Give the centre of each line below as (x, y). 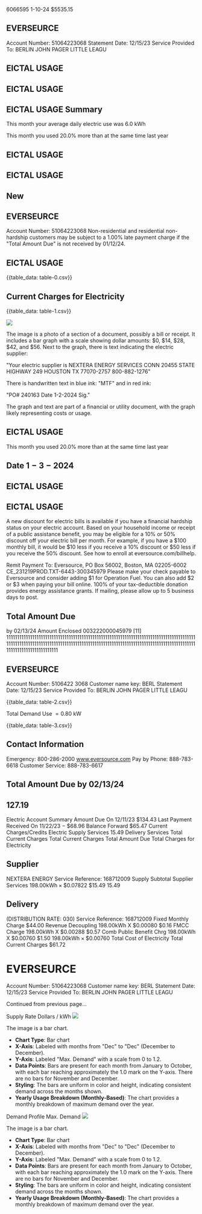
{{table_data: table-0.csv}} (39, 278)
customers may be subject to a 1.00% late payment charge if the (109, 237)
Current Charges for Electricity (65, 296)
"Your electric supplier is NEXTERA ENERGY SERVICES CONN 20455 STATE (101, 365)
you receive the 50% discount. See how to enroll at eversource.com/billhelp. (101, 553)
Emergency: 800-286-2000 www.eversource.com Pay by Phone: (87, 759)
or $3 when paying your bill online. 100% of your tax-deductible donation (97, 584)
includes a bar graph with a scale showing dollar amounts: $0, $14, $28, (96, 341)
